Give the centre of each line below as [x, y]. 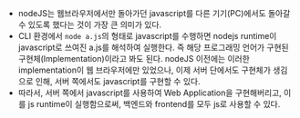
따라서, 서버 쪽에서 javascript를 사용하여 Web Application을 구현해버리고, [150, 93]
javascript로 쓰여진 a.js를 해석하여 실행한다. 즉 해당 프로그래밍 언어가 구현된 [153, 47]
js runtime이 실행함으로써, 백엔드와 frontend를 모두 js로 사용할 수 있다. [154, 104]
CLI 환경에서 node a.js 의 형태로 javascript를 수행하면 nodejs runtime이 [147, 36]
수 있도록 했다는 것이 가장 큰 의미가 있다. [90, 25]
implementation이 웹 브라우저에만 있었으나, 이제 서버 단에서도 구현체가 [145, 70]
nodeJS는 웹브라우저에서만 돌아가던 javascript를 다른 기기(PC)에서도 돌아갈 [154, 13]
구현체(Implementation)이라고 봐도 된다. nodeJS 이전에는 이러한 [134, 59]
